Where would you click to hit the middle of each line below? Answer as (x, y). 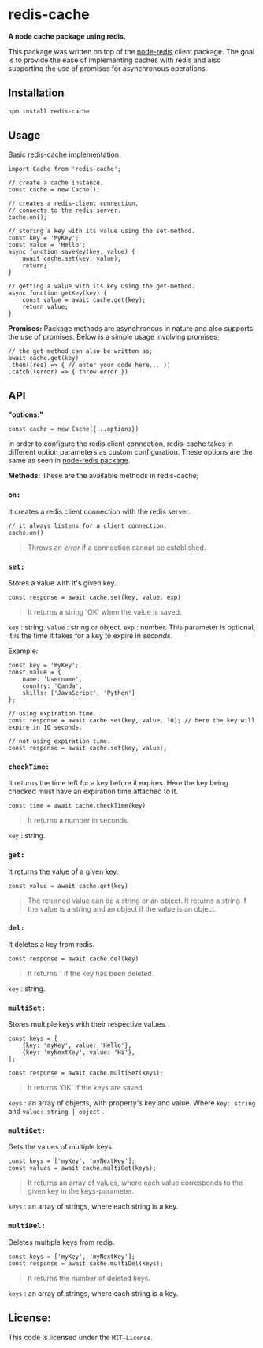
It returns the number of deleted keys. (89, 1278)
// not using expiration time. (59, 741)
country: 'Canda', (52, 686)
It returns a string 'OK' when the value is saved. (104, 611)
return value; (45, 306)
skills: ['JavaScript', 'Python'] (79, 693)
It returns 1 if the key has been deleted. (91, 973)
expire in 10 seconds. (45, 727)
